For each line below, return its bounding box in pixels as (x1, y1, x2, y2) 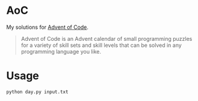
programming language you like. (20, 47, 101, 55)
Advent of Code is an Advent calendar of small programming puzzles (20, 35, 193, 42)
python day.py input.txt (6, 88, 69, 95)
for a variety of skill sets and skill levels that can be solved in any (20, 41, 182, 49)
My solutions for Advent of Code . (6, 23, 89, 31)
